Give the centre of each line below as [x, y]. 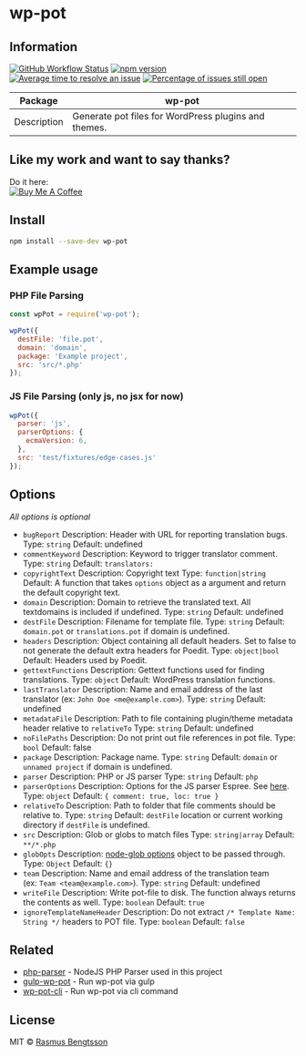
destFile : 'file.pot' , [61, 339]
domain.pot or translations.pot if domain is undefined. [126, 631]
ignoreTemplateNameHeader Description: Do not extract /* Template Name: [159, 912]
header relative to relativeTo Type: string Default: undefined [138, 728]
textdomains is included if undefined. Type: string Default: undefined [153, 611]
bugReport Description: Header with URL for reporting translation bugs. [155, 534]
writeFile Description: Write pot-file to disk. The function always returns [159, 892]
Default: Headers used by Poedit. [85, 660]
